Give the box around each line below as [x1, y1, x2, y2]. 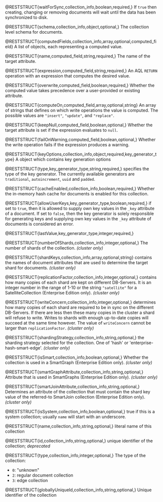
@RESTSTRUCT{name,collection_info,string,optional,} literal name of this [5, 424, 152, 429]
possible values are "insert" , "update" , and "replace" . [5, 113, 114, 118]
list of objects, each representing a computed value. [18, 44, 123, 49]
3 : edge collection [12, 478, 48, 483]
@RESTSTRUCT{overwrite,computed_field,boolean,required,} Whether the [5, 82, 155, 88]
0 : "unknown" [12, 467, 40, 473]
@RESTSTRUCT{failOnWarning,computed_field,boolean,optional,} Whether [5, 136, 156, 142]
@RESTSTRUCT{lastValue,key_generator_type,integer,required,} [5, 231, 134, 236]
